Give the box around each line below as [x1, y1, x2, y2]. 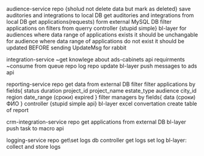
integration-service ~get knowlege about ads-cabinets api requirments [6, 56, 185, 63]
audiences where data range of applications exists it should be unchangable [6, 31, 199, 38]
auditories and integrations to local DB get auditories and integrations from [6, 12, 194, 19]
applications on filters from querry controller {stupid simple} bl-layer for [6, 24, 187, 32]
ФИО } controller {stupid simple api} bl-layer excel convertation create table [6, 100, 197, 107]
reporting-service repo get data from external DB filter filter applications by [6, 80, 195, 88]
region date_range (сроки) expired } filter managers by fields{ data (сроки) [6, 94, 196, 101]
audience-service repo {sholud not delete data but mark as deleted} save [6, 5, 191, 12]
